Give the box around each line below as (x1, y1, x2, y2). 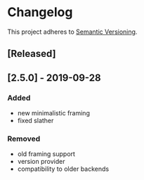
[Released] (7, 48, 56, 60)
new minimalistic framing (17, 109, 90, 117)
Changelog (7, 4, 73, 20)
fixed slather (17, 117, 54, 125)
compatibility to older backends (17, 165, 110, 173)
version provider (17, 157, 65, 166)
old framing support (17, 150, 76, 158)
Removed (7, 134, 41, 143)
